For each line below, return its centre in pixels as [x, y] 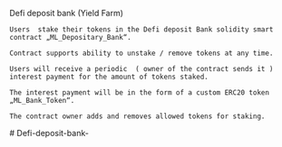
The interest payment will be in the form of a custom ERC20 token [140, 93]
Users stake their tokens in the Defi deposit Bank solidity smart [141, 30]
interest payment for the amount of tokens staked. [109, 77]
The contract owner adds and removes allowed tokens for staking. [137, 116]
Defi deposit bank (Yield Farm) [67, 13]
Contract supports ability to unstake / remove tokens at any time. [141, 53]
